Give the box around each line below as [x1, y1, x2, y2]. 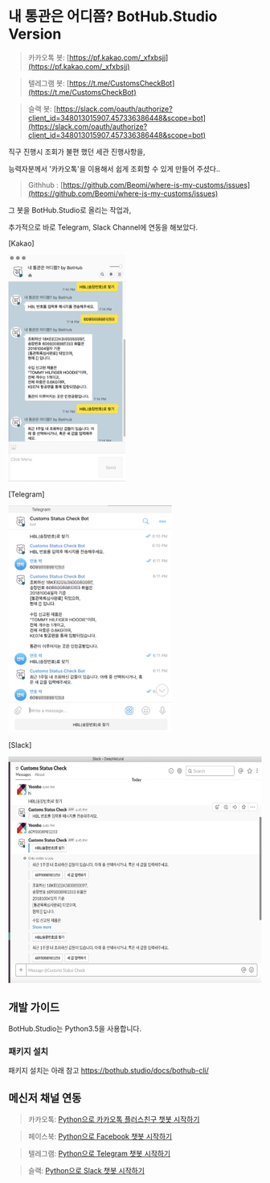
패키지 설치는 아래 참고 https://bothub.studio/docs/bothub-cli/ [8, 1065, 209, 1076]
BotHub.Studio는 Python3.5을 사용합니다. [8, 1023, 142, 1033]
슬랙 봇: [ [27, 104, 57, 114]
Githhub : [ [27, 180, 63, 189]
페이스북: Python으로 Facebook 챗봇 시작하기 [27, 1131, 173, 1141]
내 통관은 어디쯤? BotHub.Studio [8, 7, 218, 26]
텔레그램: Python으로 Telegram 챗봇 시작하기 [27, 1148, 171, 1158]
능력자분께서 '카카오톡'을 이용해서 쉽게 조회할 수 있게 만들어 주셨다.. [8, 164, 221, 173]
